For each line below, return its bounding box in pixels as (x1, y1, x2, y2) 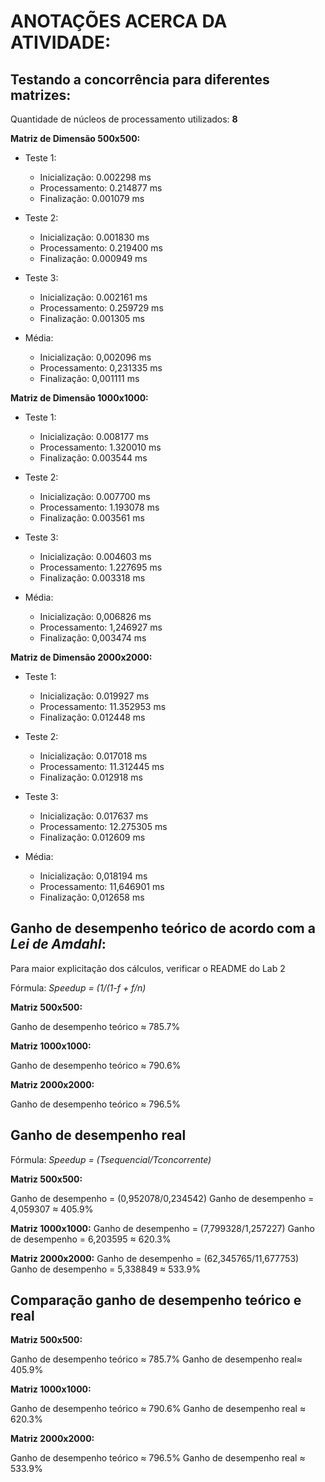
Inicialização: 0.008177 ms (39, 431, 149, 442)
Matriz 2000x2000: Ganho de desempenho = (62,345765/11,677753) (10, 1252, 300, 1264)
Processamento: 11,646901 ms (39, 881, 165, 892)
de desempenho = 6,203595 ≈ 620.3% (10, 1233, 172, 1245)
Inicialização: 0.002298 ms (39, 171, 152, 183)
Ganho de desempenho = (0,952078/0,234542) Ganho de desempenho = (10, 1192, 315, 1204)
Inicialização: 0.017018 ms (39, 750, 148, 762)
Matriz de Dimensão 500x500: (10, 133, 141, 144)
